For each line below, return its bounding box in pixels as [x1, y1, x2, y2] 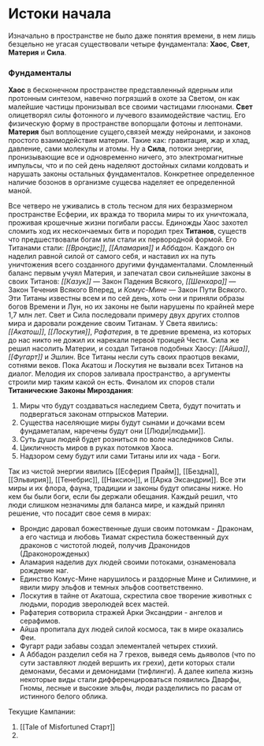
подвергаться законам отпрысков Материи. [19, 410, 169, 419]
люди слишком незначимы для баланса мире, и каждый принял [8, 500, 225, 510]
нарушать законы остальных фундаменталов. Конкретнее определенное [8, 169, 255, 178]
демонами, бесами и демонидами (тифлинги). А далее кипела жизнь [19, 666, 254, 676]
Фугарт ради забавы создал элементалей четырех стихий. [19, 641, 218, 651]
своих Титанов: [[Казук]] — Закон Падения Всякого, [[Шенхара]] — [8, 277, 236, 287]
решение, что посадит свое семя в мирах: [8, 508, 151, 518]
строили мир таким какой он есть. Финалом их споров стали [8, 377, 215, 387]
